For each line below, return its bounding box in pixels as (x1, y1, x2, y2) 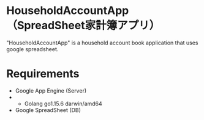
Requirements (6, 67, 80, 81)
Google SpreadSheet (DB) (15, 106, 81, 113)
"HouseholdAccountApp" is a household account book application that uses (6, 39, 198, 46)
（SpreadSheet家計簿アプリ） (6, 19, 161, 32)
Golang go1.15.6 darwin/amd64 (24, 100, 102, 107)
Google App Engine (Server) (15, 86, 87, 94)
